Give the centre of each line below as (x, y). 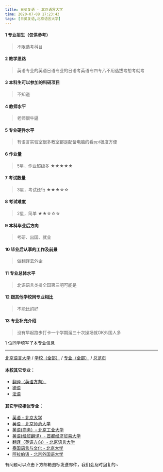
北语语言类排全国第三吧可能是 (47, 285)
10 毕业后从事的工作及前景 (31, 249)
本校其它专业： (20, 370)
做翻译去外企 (30, 261)
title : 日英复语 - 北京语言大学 (34, 10)
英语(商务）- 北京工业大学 (38, 430)
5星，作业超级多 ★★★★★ (45, 166)
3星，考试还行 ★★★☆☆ (43, 189)
